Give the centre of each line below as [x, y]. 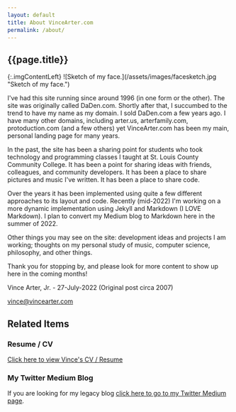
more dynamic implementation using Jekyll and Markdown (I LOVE [104, 209]
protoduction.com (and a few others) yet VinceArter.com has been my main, [118, 129]
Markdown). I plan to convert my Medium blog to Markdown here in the [111, 216]
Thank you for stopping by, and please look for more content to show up [113, 266]
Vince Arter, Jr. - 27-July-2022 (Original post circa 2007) [90, 288]
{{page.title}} [38, 59]
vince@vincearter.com [40, 301]
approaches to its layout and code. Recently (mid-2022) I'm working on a [114, 201]
